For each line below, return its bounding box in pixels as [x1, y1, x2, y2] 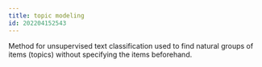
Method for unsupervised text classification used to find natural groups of [8, 41, 254, 50]
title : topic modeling [8, 11, 85, 20]
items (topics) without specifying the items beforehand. [8, 49, 193, 59]
